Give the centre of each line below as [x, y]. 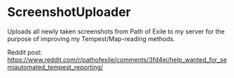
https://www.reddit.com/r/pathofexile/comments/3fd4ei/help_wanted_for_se [117, 59]
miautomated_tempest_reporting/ [55, 67]
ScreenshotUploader [69, 12]
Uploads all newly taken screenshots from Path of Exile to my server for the [116, 31]
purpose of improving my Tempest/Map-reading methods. [91, 38]
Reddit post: [25, 52]
